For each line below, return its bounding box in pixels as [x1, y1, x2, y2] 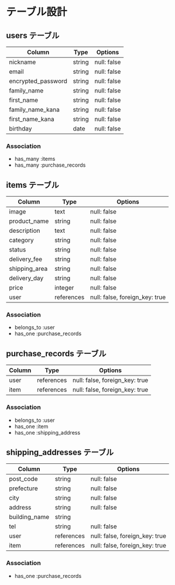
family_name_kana [9, 106, 60, 113]
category [9, 236, 34, 245]
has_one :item [14, 422, 49, 430]
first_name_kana [9, 115, 54, 123]
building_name [9, 513, 50, 521]
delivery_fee [9, 255, 43, 263]
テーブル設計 [6, 5, 67, 19]
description [9, 226, 40, 235]
